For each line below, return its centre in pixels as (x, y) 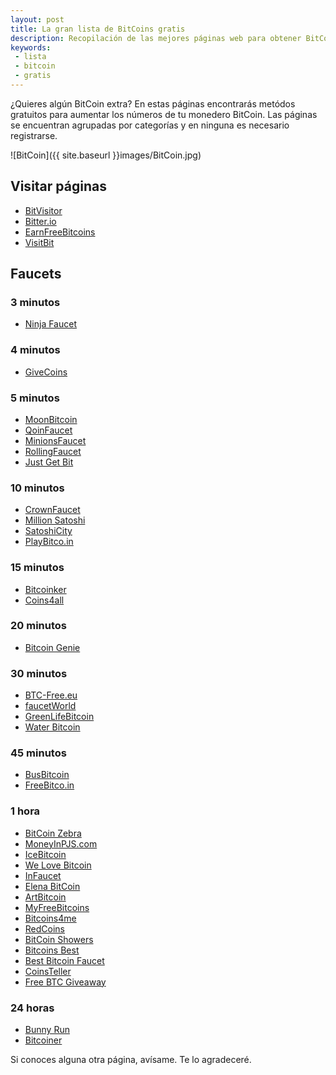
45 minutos (38, 753)
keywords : (31, 47)
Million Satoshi (55, 520)
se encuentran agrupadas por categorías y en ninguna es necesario (150, 125)
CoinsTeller (48, 971)
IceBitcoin (45, 854)
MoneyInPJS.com (61, 843)
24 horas (32, 1008)
